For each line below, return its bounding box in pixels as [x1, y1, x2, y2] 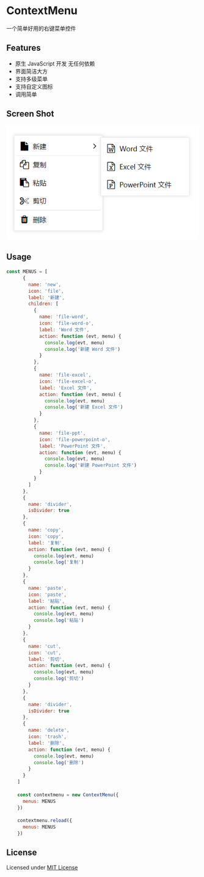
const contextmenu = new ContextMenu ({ [17, 791, 119, 798]
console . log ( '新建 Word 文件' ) [45, 346, 121, 352]
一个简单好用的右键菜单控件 [6, 24, 76, 32]
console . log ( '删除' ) [33, 759, 84, 766]
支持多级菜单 [15, 75, 48, 83]
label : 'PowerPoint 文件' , [38, 443, 106, 449]
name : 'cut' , [28, 643, 62, 649]
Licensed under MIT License [6, 864, 78, 871]
